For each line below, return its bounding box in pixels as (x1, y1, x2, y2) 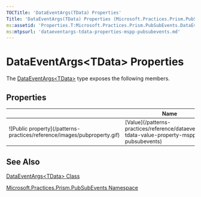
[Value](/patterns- (124, 119, 171, 126)
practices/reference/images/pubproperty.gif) (8, 131, 120, 138)
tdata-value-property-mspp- (124, 131, 200, 138)
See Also (6, 156, 40, 167)
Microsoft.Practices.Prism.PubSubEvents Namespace (6, 184, 139, 192)
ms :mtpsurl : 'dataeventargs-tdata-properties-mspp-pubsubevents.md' (6, 29, 181, 35)
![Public (8, 125, 28, 132)
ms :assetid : (6, 22, 36, 28)
